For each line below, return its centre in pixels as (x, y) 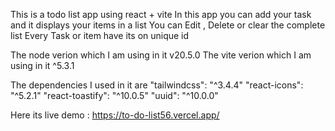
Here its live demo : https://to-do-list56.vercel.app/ (115, 115)
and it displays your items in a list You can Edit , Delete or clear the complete (168, 25)
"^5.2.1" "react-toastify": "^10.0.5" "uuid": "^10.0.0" (114, 95)
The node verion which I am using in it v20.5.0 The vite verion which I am (161, 55)
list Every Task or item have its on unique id (100, 35)
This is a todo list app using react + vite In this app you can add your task (161, 14)
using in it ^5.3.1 (42, 65)
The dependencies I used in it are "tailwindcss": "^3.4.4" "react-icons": (157, 85)
